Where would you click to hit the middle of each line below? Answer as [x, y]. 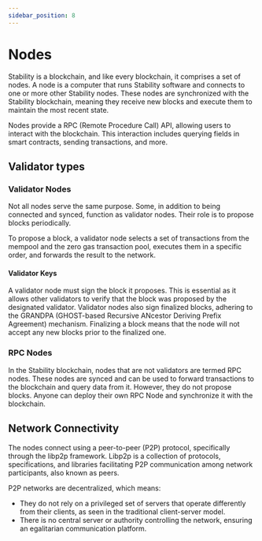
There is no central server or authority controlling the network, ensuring [136, 520]
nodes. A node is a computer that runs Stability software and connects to [127, 84]
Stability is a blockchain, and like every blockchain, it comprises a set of [125, 76]
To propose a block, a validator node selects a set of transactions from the [129, 238]
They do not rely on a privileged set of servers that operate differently [133, 503]
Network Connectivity [64, 429]
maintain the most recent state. [59, 110]
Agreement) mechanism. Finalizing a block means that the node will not [124, 324]
